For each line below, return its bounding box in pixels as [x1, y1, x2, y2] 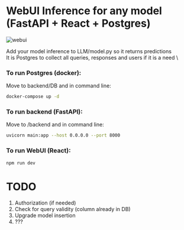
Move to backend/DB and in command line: [6, 82, 111, 89]
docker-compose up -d [6, 93, 60, 100]
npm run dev [6, 160, 35, 166]
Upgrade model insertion [14, 212, 76, 219]
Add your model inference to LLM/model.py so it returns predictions [6, 47, 172, 54]
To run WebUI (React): [6, 147, 71, 155]
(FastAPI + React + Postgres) [6, 17, 151, 30]
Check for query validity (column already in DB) [14, 206, 131, 213]
